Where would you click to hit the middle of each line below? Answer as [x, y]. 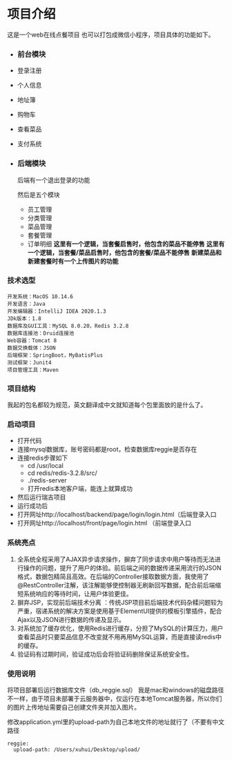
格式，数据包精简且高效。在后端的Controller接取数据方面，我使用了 [113, 576]
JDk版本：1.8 [24, 318]
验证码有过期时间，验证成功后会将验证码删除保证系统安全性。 [105, 654]
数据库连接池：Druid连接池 [41, 333]
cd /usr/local [45, 466]
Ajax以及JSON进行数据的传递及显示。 [71, 619]
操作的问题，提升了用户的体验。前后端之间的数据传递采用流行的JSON [123, 567]
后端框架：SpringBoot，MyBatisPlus [55, 355]
